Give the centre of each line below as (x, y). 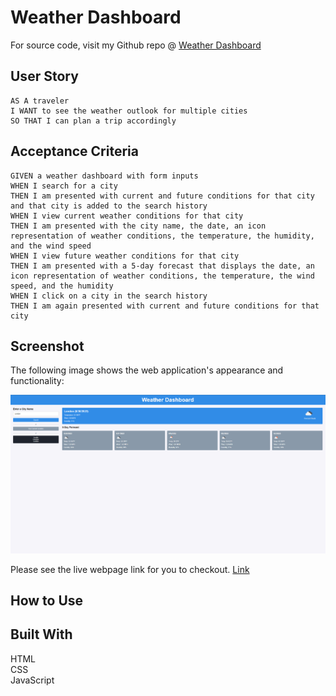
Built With (41, 634)
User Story (44, 76)
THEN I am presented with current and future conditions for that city (162, 196)
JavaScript (32, 680)
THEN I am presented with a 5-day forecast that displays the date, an (162, 266)
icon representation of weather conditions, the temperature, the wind (162, 276)
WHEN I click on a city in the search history (109, 296)
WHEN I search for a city (64, 186)
